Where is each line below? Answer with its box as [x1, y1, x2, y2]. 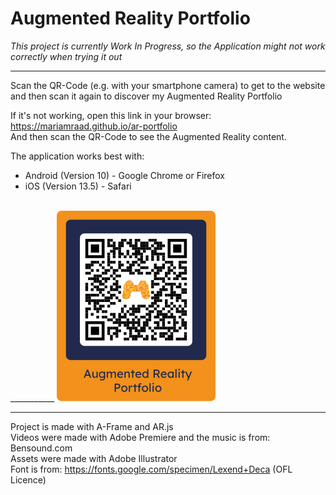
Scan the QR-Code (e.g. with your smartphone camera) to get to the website [10, 79, 326, 91]
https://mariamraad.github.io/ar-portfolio [10, 120, 178, 132]
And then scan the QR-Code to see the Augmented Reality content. [10, 130, 287, 142]
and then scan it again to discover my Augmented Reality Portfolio [10, 90, 283, 102]
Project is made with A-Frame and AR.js [10, 420, 174, 432]
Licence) [10, 473, 47, 486]
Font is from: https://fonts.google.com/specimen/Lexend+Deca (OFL [10, 463, 293, 475]
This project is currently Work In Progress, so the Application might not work [10, 40, 326, 52]
